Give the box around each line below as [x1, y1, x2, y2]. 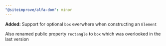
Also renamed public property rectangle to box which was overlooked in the [5, 30, 161, 36]
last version [5, 36, 29, 42]
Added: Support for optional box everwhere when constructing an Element [5, 21, 157, 27]
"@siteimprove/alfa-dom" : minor [5, 7, 72, 12]
